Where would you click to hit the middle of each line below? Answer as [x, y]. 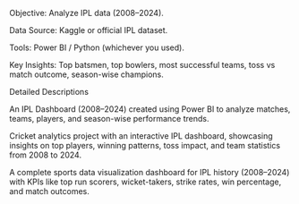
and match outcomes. [49, 191]
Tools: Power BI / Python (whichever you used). [97, 47]
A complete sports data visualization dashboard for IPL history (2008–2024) [149, 172]
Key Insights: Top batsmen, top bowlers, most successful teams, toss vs [142, 65]
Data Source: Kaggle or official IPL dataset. [89, 30]
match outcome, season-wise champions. [86, 74]
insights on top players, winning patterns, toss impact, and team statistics [145, 145]
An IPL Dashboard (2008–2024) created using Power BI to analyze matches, [150, 109]
